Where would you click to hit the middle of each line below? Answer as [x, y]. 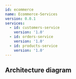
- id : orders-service [31, 37]
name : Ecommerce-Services [31, 14]
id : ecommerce [19, 10]
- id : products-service [33, 46]
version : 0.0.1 [20, 19]
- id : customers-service [35, 28]
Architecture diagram [38, 70]
